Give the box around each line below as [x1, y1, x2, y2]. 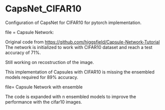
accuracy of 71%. [5, 49, 41, 55]
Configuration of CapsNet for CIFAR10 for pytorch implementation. [5, 19, 141, 25]
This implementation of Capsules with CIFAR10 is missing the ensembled [5, 68, 155, 75]
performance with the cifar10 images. [5, 98, 82, 105]
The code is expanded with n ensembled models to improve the [5, 93, 136, 99]
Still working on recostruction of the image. [5, 59, 94, 65]
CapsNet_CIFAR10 [5, 3, 81, 14]
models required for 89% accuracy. [5, 74, 78, 80]
